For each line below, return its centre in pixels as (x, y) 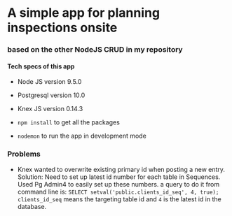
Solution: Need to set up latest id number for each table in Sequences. (119, 177)
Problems (24, 154)
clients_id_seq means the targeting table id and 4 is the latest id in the (120, 199)
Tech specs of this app (41, 66)
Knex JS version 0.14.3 (50, 109)
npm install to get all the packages (69, 122)
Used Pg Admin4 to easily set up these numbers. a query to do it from (118, 184)
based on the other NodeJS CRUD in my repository (95, 50)
